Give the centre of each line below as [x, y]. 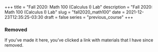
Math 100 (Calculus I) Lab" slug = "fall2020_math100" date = [65, 12]
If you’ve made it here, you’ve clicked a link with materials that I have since [79, 40]
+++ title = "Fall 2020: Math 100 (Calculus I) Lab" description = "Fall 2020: [79, 7]
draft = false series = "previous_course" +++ [89, 17]
